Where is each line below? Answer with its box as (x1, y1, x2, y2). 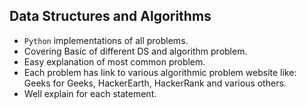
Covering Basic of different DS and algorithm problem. (23, 45, 248, 57)
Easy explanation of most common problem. (23, 55, 206, 68)
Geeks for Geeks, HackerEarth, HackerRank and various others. (23, 77, 287, 89)
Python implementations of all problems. (23, 34, 189, 46)
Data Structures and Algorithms (9, 8, 212, 25)
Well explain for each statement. (23, 87, 157, 99)
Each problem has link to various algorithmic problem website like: (23, 66, 297, 78)
